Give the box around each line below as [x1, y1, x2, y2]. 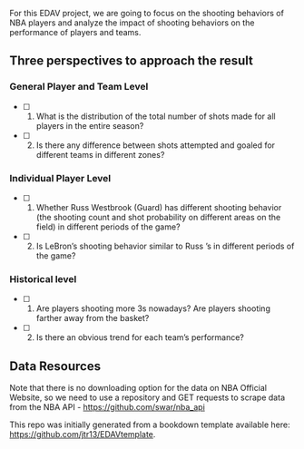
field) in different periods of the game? [35, 221, 181, 232]
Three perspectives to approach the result [9, 54, 254, 69]
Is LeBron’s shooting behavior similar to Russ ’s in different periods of [35, 240, 295, 251]
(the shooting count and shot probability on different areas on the [35, 211, 281, 222]
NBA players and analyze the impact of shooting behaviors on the [9, 17, 255, 28]
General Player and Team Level [9, 81, 149, 93]
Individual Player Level [9, 171, 112, 184]
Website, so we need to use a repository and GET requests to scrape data [9, 392, 286, 403]
